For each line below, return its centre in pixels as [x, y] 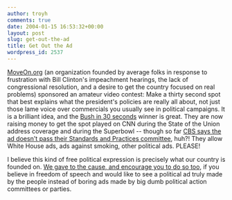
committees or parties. [39, 189]
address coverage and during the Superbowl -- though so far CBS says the [114, 131]
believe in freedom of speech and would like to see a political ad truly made [115, 174]
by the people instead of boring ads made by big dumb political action [107, 181]
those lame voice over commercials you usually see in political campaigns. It [116, 109]
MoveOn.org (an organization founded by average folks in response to [107, 72]
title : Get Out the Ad [40, 46]
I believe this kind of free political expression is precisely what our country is [116, 159]
